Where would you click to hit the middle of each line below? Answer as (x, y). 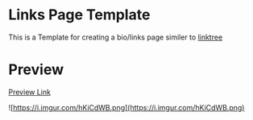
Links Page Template (79, 15)
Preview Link (29, 92)
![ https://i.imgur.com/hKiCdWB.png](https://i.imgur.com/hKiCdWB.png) (126, 107)
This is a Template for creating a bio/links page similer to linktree (116, 37)
